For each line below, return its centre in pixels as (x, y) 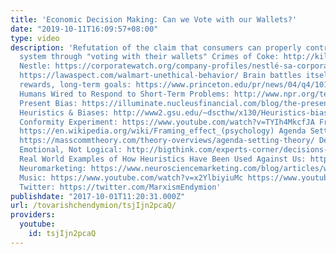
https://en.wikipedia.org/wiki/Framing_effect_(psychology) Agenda (163, 131)
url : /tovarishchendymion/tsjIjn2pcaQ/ (93, 206)
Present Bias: (48, 103)
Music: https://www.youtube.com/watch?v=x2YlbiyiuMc (131, 177)
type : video (35, 38)
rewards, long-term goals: (75, 85)
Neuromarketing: (53, 168)
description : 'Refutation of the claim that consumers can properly (156, 47)
